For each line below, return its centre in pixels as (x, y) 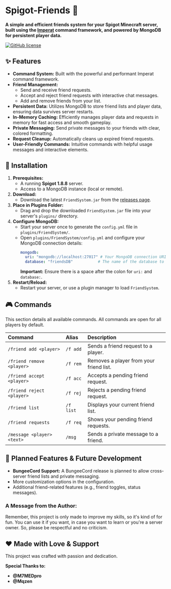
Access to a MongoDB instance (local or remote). (72, 189)
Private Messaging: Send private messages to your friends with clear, (86, 128)
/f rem (74, 364)
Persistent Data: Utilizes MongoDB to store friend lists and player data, (87, 106)
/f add (74, 349)
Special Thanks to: (25, 566)
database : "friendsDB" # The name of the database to (94, 262)
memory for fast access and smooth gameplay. (62, 122)
